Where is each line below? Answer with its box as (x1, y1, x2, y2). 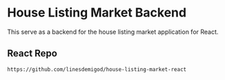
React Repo (7, 48, 57, 59)
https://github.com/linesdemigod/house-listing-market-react (7, 66, 187, 73)
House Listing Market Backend (7, 5, 187, 21)
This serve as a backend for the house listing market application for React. (7, 28, 219, 36)
